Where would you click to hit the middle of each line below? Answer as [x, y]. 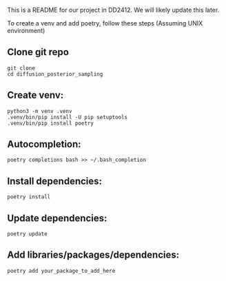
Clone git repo [38, 52]
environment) [26, 31]
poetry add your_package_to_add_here [61, 271]
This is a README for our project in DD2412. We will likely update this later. [113, 10]
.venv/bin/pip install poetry [51, 123]
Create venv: [35, 95]
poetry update [28, 234]
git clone [21, 68]
